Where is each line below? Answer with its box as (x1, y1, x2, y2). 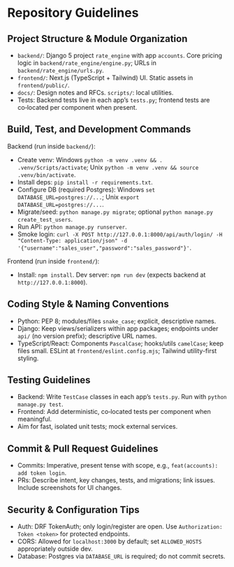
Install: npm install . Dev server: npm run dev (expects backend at (17, 271, 206, 279)
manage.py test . (17, 400, 64, 408)
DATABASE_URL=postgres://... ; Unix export (17, 192, 140, 201)
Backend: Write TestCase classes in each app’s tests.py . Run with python (17, 393, 227, 401)
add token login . (17, 468, 67, 477)
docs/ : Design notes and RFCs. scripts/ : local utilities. (17, 89, 174, 96)
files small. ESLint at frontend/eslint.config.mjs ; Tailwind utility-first (17, 346, 217, 354)
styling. (17, 354, 39, 362)
